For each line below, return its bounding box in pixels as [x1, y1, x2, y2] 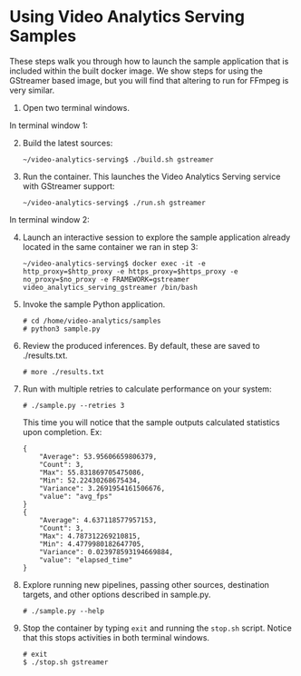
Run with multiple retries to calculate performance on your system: [22, 383, 272, 394]
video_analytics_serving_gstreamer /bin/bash [22, 283, 198, 292]
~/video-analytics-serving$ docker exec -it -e [22, 259, 206, 268]
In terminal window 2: [9, 214, 90, 224]
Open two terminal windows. [22, 102, 130, 113]
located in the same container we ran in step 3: [22, 241, 199, 252]
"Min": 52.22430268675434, [39, 475, 141, 485]
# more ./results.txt [22, 367, 104, 376]
